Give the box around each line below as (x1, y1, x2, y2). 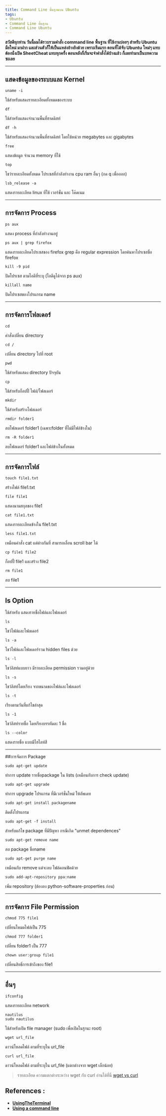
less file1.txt (5, 532, 37, 537)
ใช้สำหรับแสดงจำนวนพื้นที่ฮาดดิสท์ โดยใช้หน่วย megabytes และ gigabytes (5, 134, 134, 140)
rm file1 (5, 569, 23, 574)
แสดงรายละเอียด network (5, 1002, 49, 1008)
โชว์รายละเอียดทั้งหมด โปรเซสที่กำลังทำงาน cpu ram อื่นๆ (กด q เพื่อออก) (5, 171, 127, 177)
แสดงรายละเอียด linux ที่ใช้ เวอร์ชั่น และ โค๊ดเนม (5, 189, 85, 195)
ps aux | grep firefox (5, 240, 52, 245)
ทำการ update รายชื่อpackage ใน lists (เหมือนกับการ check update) (5, 772, 129, 778)
